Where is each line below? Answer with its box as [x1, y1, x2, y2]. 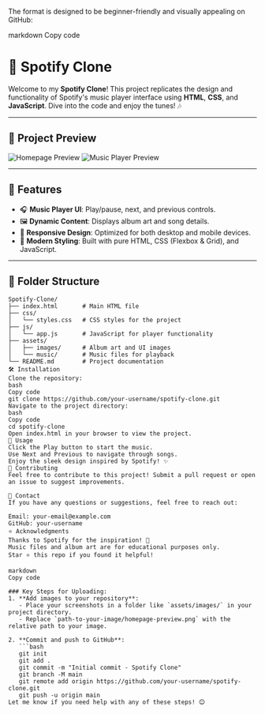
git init [18, 650, 47, 658]
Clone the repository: [8, 374, 83, 382]
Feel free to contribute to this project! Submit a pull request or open [8, 472, 256, 479]
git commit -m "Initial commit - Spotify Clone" [18, 663, 181, 672]
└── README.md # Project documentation [8, 358, 164, 366]
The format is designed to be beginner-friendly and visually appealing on [8, 7, 246, 16]
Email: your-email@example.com [8, 513, 111, 520]
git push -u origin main [18, 691, 101, 700]
